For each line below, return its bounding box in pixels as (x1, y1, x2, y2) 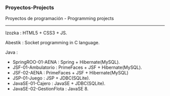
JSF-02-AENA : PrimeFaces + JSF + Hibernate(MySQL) (12, 70, 129, 76)
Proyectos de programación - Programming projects (5, 16, 114, 22)
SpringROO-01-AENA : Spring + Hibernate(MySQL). (12, 59, 120, 65)
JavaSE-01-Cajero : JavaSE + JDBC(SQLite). (12, 80, 106, 86)
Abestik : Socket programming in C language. (5, 40, 100, 46)
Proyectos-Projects (5, 4, 54, 11)
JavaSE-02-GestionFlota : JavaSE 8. (12, 86, 89, 92)
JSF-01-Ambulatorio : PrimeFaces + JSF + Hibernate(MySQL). (12, 64, 143, 70)
